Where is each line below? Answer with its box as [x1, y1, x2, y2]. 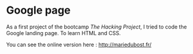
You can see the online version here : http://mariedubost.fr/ [6, 41, 152, 48]
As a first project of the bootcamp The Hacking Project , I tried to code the [6, 23, 187, 30]
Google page [6, 4, 71, 17]
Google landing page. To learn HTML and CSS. [6, 29, 121, 36]
